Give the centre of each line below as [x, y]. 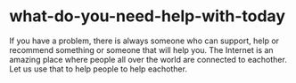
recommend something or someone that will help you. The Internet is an [141, 49]
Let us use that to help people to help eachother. [98, 69]
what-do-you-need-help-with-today [147, 16]
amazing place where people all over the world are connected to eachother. [148, 59]
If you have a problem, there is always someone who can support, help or [144, 41]
